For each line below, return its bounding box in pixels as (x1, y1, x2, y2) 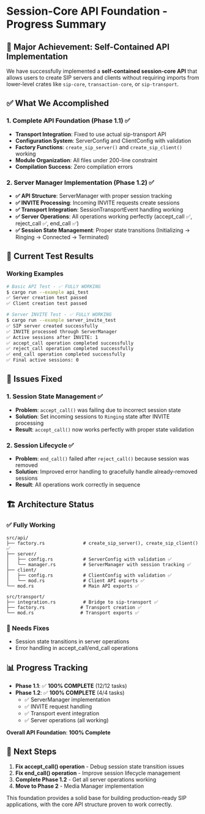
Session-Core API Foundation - (6, 4, 168, 18)
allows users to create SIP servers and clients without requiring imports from (6, 74, 199, 81)
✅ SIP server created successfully (6, 323, 99, 329)
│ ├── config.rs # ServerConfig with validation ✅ (6, 556, 173, 562)
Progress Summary (6, 17, 106, 31)
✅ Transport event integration (24, 709, 100, 717)
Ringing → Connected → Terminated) (15, 233, 109, 241)
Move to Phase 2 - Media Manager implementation (15, 782, 144, 790)
